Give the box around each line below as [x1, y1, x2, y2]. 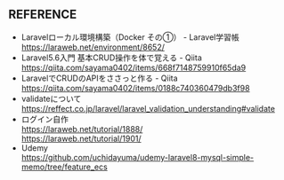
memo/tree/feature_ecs [20, 161, 108, 172]
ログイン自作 [20, 113, 69, 124]
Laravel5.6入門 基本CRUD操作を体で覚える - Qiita [20, 52, 202, 63]
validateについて [20, 93, 82, 104]
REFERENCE [8, 7, 77, 22]
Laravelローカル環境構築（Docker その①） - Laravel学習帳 [20, 31, 239, 43]
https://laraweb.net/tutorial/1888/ [20, 123, 143, 134]
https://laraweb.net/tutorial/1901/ [20, 133, 142, 144]
